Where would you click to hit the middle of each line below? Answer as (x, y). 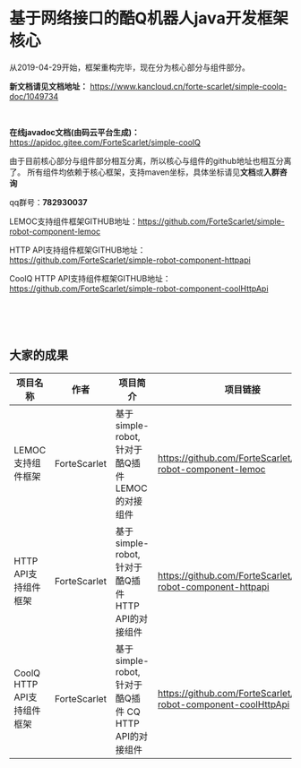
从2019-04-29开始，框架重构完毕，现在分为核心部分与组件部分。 (130, 67)
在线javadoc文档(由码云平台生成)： (75, 132)
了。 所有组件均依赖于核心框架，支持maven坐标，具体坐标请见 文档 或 (137, 172)
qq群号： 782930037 (48, 202)
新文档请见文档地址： (48, 86)
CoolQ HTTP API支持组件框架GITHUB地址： (90, 278)
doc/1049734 (34, 96)
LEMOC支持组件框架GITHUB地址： (74, 221)
